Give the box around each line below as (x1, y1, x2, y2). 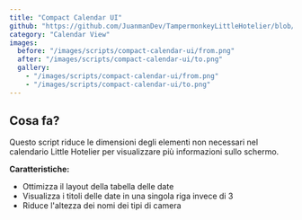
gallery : (17, 64, 50, 73)
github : (9, 22, 39, 31)
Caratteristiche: (9, 163, 70, 175)
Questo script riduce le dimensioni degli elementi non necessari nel (9, 136, 259, 148)
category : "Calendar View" (9, 30, 111, 39)
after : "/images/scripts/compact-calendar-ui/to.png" (17, 55, 223, 64)
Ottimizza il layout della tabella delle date (22, 181, 174, 192)
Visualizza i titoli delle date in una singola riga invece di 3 (22, 190, 234, 202)
